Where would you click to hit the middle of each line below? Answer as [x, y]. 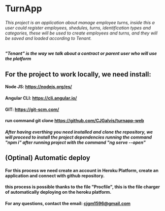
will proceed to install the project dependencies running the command [79, 137]
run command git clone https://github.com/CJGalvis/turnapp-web [75, 121]
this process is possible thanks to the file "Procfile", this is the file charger [82, 187]
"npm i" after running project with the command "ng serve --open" [76, 142]
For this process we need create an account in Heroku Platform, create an [82, 170]
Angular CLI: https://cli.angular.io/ [41, 98]
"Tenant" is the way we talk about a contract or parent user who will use [81, 53]
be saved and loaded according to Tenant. [49, 38]
